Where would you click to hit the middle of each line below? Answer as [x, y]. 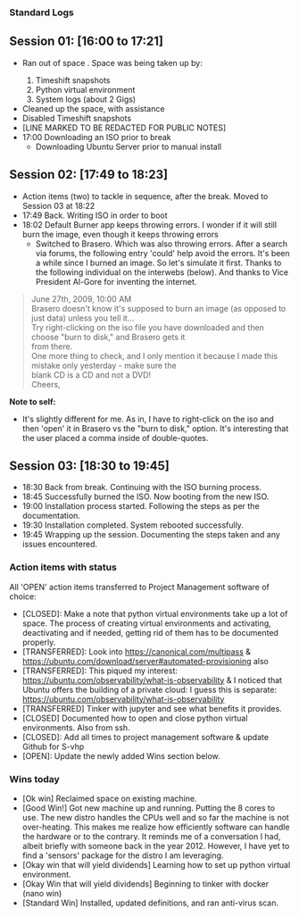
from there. [52, 346]
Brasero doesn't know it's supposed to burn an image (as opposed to [158, 308]
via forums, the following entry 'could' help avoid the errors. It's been [162, 253]
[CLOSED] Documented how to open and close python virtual [135, 718]
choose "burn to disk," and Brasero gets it [108, 337]
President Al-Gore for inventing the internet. [116, 281]
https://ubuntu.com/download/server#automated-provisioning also [145, 661]
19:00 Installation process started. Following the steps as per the [141, 506]
